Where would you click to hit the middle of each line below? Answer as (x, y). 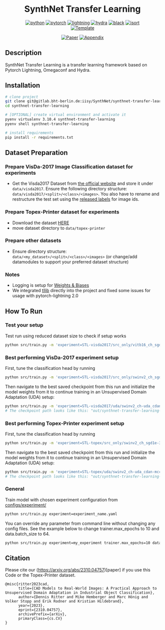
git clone (15, 101)
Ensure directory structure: (40, 251)
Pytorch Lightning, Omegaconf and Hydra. (48, 70)
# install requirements (29, 133)
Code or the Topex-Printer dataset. (41, 575)
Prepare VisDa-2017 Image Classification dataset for (69, 167)
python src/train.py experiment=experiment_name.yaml (61, 514)
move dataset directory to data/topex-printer (59, 228)
